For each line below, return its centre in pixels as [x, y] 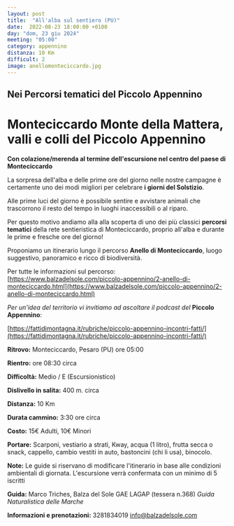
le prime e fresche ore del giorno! [55, 236]
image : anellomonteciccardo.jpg [54, 66]
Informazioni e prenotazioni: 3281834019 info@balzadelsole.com [102, 515]
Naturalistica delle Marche [45, 501]
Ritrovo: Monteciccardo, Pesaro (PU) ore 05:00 [75, 349]
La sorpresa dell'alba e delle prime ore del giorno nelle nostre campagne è [114, 180]
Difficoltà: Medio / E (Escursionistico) [61, 377]
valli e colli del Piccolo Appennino [107, 139]
